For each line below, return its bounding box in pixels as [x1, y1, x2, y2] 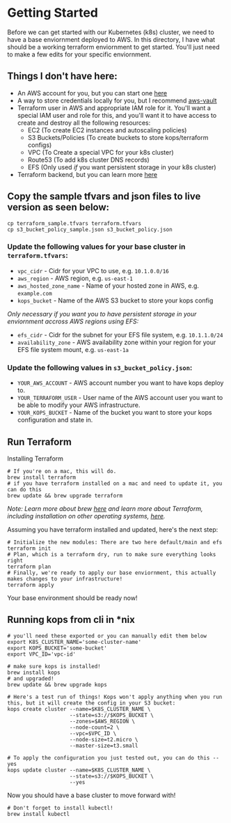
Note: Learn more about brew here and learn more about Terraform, [7, 504, 203, 513]
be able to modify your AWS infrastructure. [17, 401, 141, 409]
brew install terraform [7, 474, 77, 481]
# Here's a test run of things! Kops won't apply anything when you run [7, 693, 223, 700]
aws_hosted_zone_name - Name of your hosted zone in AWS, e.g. [17, 281, 200, 290]
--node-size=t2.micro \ [69, 736, 138, 743]
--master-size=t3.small [69, 742, 138, 749]
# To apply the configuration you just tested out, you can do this [7, 754, 210, 761]
